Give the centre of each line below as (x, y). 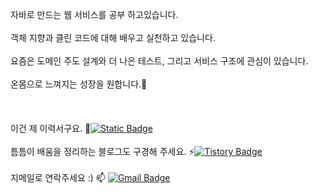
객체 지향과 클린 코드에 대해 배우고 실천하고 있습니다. (113, 37)
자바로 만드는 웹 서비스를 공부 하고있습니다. (94, 14)
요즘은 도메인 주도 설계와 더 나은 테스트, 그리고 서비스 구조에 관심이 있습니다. (159, 61)
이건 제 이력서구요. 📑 (51, 128)
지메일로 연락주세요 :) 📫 (58, 177)
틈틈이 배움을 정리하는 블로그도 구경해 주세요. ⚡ (102, 151)
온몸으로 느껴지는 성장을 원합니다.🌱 (79, 84)
